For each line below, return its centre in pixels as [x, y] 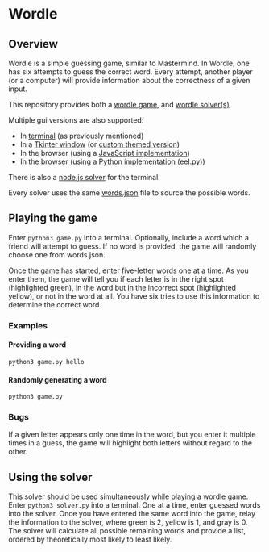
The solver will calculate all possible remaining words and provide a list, [127, 531]
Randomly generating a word [58, 379]
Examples [28, 325]
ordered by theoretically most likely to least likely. [90, 539]
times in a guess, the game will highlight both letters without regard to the [130, 443]
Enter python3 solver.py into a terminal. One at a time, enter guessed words [134, 505]
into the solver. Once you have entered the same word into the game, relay [132, 514]
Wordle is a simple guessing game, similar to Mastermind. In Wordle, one [129, 63]
